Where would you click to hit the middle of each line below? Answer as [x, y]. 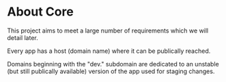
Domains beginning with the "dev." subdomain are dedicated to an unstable [113, 64]
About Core [40, 12]
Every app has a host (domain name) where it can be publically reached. [109, 51]
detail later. [23, 37]
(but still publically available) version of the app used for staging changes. [111, 71]
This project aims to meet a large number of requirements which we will [108, 30]
